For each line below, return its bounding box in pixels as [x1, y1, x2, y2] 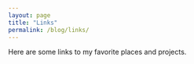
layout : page [8, 11, 51, 20]
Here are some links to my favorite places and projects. [8, 48, 187, 57]
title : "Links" [8, 19, 58, 27]
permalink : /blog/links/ [8, 26, 90, 34]
